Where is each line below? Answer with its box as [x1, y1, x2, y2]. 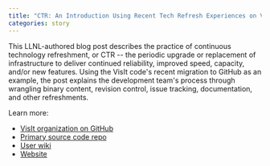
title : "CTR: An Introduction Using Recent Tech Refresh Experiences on [8, 11, 257, 20]
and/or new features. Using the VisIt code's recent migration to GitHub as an [8, 67, 262, 76]
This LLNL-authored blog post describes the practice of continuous [8, 41, 231, 51]
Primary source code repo [19, 132, 107, 141]
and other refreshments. [8, 92, 89, 102]
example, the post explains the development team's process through [8, 75, 235, 85]
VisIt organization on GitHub [19, 123, 114, 133]
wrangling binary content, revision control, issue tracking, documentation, [8, 83, 253, 93]
